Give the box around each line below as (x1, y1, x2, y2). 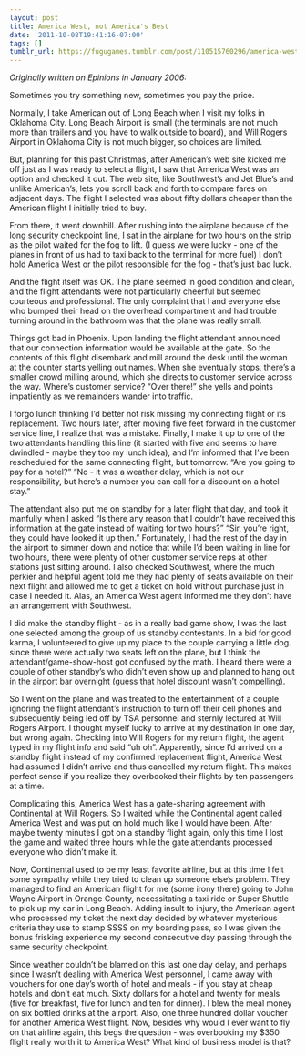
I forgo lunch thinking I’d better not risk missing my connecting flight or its (9, 409, 287, 420)
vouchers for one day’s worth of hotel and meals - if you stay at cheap (9, 979, 273, 990)
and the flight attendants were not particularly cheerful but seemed (9, 286, 261, 297)
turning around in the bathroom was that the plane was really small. (9, 315, 262, 326)
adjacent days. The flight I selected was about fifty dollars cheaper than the (9, 193, 293, 204)
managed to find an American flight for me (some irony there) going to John (9, 884, 294, 895)
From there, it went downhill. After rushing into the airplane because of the (9, 220, 289, 231)
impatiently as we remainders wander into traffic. (9, 391, 194, 401)
